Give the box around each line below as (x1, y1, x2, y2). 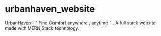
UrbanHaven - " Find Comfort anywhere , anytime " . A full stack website (5, 20, 156, 26)
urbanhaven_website (5, 3, 95, 15)
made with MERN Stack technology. (5, 25, 79, 31)
